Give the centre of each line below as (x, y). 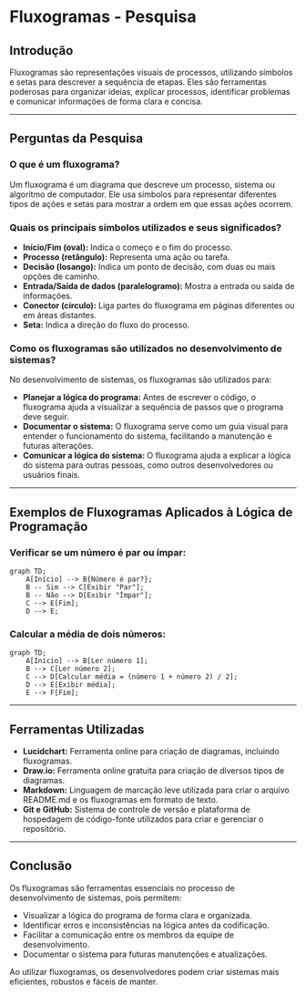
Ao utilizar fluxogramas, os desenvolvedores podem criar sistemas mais (144, 971)
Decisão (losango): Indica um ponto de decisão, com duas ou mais (149, 266)
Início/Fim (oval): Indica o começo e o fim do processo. (127, 247)
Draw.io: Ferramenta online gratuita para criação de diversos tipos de (153, 771)
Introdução (41, 51)
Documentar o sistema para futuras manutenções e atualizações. (145, 954)
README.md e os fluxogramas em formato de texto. (120, 800)
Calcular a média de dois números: (88, 634)
